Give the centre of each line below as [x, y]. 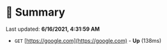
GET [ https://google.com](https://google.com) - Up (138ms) [88, 40]
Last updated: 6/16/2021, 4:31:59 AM [53, 29]
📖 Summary [35, 12]
